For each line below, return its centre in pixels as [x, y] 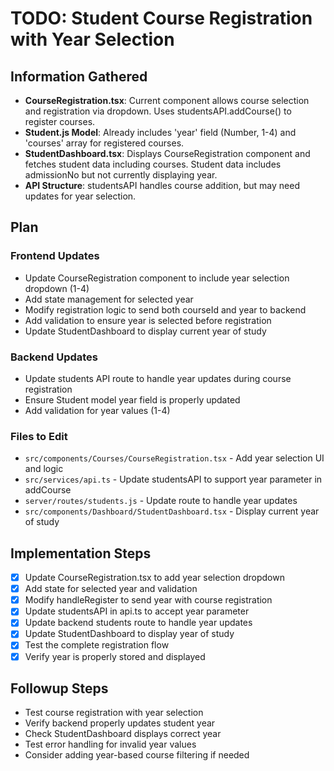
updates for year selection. [80, 196]
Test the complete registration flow [97, 645]
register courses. [60, 121]
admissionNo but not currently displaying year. [121, 175]
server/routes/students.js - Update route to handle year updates [161, 501]
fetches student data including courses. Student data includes [153, 164]
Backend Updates [54, 357]
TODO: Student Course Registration [161, 18]
